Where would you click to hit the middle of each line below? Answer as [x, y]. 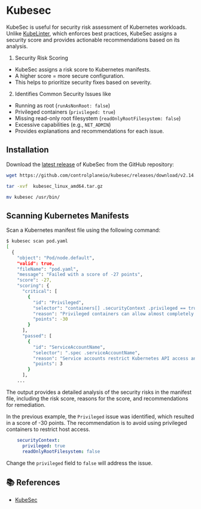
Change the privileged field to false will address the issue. [80, 463]
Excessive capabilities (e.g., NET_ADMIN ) [63, 124]
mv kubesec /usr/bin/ [33, 197]
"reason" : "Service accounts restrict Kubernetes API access [110, 358]
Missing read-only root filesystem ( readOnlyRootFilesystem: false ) [98, 118]
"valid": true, [36, 264]
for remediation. [26, 405]
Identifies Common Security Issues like [63, 94]
